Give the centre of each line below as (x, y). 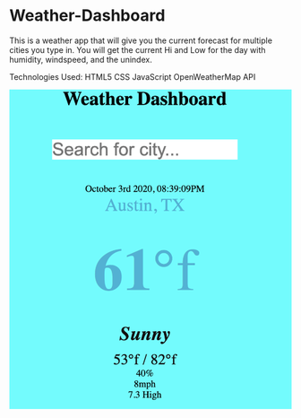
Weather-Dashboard (87, 16)
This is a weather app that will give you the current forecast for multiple (141, 40)
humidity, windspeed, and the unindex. (81, 59)
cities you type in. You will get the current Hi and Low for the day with (138, 49)
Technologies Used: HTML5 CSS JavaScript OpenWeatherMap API (133, 76)
